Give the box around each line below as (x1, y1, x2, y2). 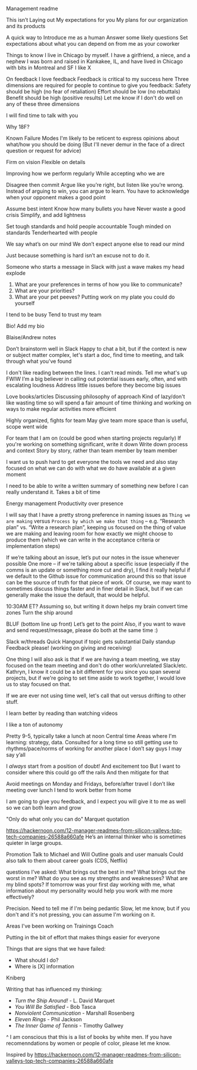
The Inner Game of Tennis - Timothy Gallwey (14, 1022, 123, 1029)
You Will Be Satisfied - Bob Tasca (14, 1004, 96, 1010)
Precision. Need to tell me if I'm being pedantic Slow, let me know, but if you (6, 905, 190, 912)
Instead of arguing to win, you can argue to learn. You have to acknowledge (6, 188, 189, 195)
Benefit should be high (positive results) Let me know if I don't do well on (6, 94, 183, 101)
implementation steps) (6, 543, 61, 549)
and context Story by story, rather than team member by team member (6, 447, 178, 454)
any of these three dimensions (6, 101, 80, 108)
